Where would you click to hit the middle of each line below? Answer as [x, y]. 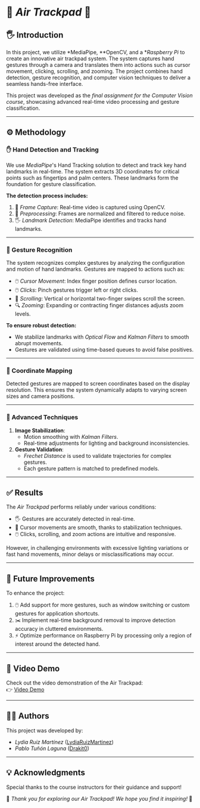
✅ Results [25, 492]
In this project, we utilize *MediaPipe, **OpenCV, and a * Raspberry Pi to [96, 52]
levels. [23, 314]
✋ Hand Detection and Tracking [53, 150]
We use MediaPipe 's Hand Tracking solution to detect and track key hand [96, 165]
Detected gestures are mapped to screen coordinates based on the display [98, 383]
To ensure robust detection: [41, 325]
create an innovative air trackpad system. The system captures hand [90, 58]
